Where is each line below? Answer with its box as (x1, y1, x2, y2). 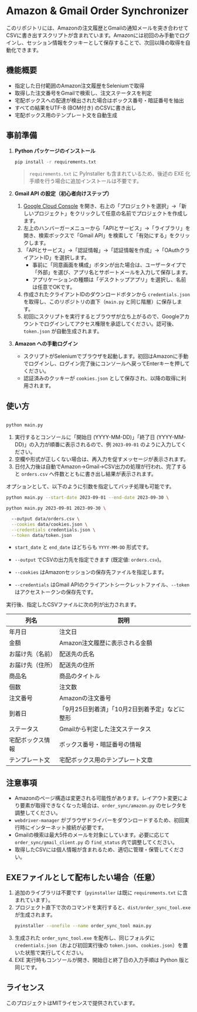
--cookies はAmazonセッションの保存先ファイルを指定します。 (14, 569, 167, 576)
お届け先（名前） (9, 650, 57, 658)
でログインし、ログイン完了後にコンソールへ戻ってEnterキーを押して (23, 360, 191, 367)
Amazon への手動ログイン (14, 340, 78, 347)
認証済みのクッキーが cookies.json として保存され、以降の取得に (23, 375, 182, 382)
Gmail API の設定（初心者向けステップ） (14, 190, 113, 197)
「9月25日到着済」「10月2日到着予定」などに (59, 705, 185, 714)
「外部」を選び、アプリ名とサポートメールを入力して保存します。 (32, 269, 191, 276)
